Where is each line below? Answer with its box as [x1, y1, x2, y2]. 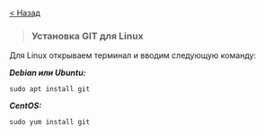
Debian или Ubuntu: [9, 67, 87, 79]
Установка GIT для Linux [31, 30, 144, 42]
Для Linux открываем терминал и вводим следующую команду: [9, 50, 257, 61]
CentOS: [9, 100, 42, 111]
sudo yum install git [9, 118, 91, 127]
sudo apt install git [9, 85, 91, 94]
